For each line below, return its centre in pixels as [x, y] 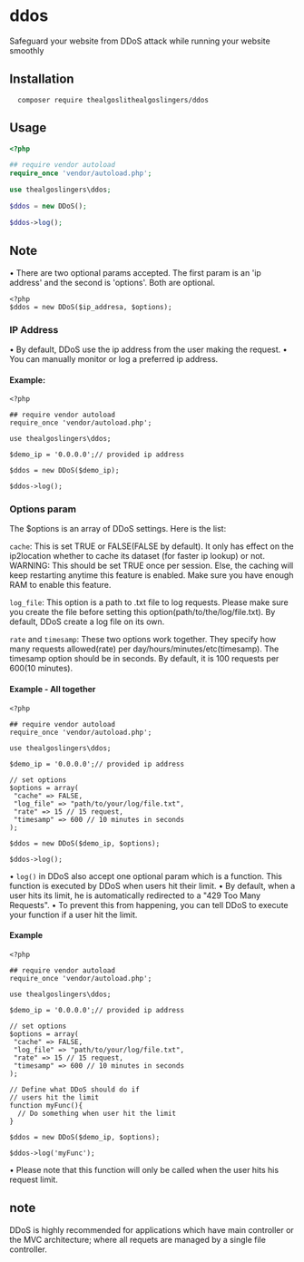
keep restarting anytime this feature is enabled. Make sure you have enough [152, 575]
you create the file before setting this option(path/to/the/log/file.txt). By [142, 612]
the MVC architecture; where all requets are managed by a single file [137, 1239]
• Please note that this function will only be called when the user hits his [144, 1169]
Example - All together [53, 690]
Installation [42, 79]
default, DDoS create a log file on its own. [87, 621]
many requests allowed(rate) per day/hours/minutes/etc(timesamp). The [144, 649]
